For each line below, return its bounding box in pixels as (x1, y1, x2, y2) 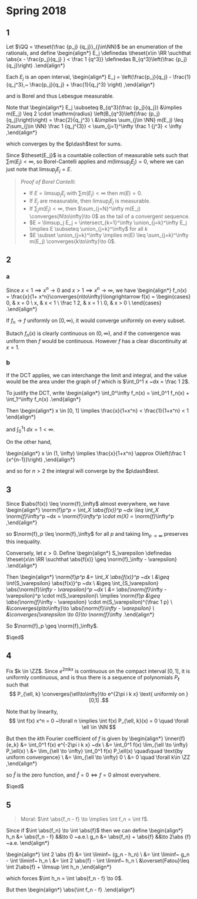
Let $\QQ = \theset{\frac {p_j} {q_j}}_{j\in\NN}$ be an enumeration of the (6, 43, 183, 50)
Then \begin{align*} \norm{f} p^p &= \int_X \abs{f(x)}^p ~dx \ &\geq (6, 573, 169, 580)
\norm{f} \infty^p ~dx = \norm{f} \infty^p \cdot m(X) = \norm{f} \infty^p (6, 513, 175, 520)
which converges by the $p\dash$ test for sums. (6, 140, 122, 147)
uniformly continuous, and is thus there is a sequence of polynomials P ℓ (6, 674, 180, 682)
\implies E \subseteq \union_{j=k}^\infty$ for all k (29, 225, 148, 232)
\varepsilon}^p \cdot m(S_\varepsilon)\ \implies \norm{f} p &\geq (6, 592, 161, 599)
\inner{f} (164, 735, 185, 742)
